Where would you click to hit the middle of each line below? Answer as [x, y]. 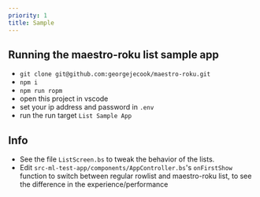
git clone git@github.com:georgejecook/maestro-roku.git [115, 74]
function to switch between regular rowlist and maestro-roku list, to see [136, 176]
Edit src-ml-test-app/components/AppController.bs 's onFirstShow [126, 168]
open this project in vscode [64, 98]
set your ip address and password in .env [87, 107]
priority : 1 [28, 15]
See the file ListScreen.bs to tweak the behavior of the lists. [117, 159]
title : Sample [32, 23]
